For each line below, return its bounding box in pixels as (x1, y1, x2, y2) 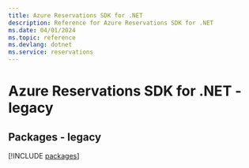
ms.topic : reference (8, 33, 77, 42)
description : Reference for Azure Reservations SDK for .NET (8, 19, 214, 27)
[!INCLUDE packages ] (8, 151, 80, 160)
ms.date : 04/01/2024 (8, 26, 77, 34)
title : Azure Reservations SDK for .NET (8, 11, 144, 20)
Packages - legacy (8, 130, 101, 144)
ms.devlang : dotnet (8, 41, 73, 49)
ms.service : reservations (8, 48, 93, 56)
